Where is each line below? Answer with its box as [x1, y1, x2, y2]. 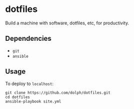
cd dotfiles [5, 95, 30, 100]
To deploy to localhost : [5, 81, 54, 87]
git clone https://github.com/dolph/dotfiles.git [5, 90, 111, 95]
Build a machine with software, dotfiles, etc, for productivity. [5, 20, 129, 26]
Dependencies [5, 34, 51, 43]
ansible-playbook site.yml [5, 99, 61, 104]
